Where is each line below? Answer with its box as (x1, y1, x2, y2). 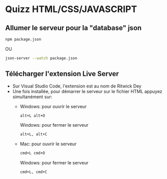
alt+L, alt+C (20, 132, 48, 137)
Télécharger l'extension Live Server (5, 69, 119, 78)
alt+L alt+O (20, 113, 45, 118)
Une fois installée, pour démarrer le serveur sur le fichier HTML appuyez (12, 88, 162, 94)
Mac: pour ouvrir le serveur (20, 141, 77, 147)
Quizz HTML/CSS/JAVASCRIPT (5, 4, 137, 15)
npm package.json (5, 37, 42, 42)
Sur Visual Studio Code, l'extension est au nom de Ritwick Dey (12, 83, 142, 89)
